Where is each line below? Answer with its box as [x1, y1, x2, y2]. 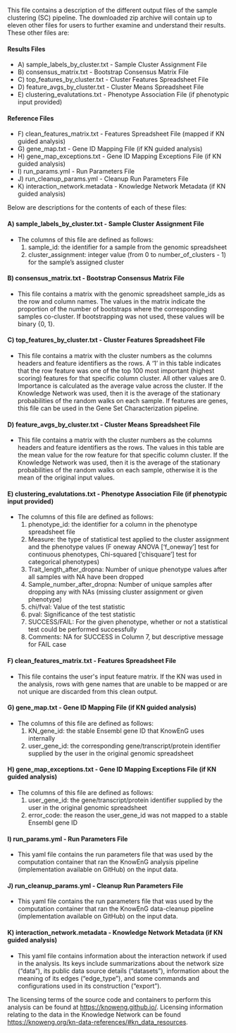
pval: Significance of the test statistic [27, 610, 136, 619]
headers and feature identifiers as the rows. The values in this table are [17, 443, 225, 452]
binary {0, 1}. [17, 319, 55, 328]
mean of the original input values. [17, 473, 115, 482]
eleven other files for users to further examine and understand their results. [7, 21, 226, 29]
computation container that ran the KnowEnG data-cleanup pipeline [17, 904, 214, 913]
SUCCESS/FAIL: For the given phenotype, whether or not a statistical [27, 618, 228, 626]
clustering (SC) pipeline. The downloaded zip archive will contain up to [7, 13, 213, 22]
